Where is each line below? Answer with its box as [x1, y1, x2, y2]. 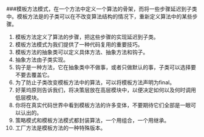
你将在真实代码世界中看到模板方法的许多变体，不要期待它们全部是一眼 [15, 102, 191, 109]
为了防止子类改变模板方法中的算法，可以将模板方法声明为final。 [15, 79, 175, 86]
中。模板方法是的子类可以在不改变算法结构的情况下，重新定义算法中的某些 [6, 13, 192, 20]
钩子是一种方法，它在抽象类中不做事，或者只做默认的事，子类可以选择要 [15, 64, 196, 71]
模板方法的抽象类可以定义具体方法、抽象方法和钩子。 [15, 48, 149, 56]
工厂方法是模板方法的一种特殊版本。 [15, 124, 106, 132]
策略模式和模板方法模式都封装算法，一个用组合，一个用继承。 [15, 117, 170, 124]
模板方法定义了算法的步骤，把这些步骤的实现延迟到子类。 [15, 33, 159, 41]
